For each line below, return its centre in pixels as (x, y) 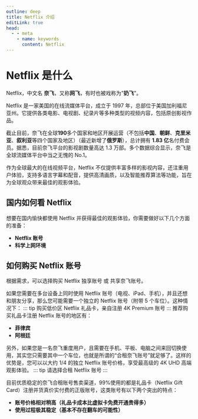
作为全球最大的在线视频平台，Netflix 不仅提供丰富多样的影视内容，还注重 (95, 167)
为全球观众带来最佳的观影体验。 (45, 182)
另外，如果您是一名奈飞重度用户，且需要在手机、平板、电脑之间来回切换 (94, 348)
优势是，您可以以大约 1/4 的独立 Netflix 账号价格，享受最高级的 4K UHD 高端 (99, 363)
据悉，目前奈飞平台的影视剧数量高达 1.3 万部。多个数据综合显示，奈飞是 (104, 148)
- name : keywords (38, 39)
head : (13, 28)
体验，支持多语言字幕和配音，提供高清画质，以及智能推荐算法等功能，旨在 (101, 175)
